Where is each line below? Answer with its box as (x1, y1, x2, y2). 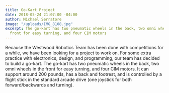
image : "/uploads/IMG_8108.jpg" (5, 21, 73, 27)
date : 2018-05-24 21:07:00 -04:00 (5, 12, 78, 17)
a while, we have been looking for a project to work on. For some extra (5, 50, 151, 56)
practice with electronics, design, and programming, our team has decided (5, 55, 160, 61)
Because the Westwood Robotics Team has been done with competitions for (5, 45, 164, 50)
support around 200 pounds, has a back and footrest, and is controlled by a (5, 71, 162, 77)
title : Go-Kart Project (5, 7, 55, 13)
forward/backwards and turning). (5, 82, 74, 88)
